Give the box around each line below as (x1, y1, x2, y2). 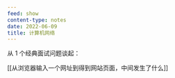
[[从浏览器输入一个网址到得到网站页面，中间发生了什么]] (7, 64, 169, 72)
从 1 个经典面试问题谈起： (7, 49, 81, 57)
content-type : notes (7, 17, 67, 23)
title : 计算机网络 (7, 29, 56, 37)
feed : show (7, 10, 39, 17)
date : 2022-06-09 (7, 23, 58, 30)
